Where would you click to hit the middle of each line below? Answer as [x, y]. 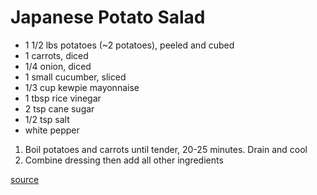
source [25, 179]
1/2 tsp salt [47, 119]
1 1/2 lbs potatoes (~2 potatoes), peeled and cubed [129, 45]
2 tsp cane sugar [59, 108]
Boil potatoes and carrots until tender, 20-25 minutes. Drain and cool [166, 149]
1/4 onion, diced [58, 66]
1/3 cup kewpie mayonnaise [82, 87]
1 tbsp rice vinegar [63, 98]
